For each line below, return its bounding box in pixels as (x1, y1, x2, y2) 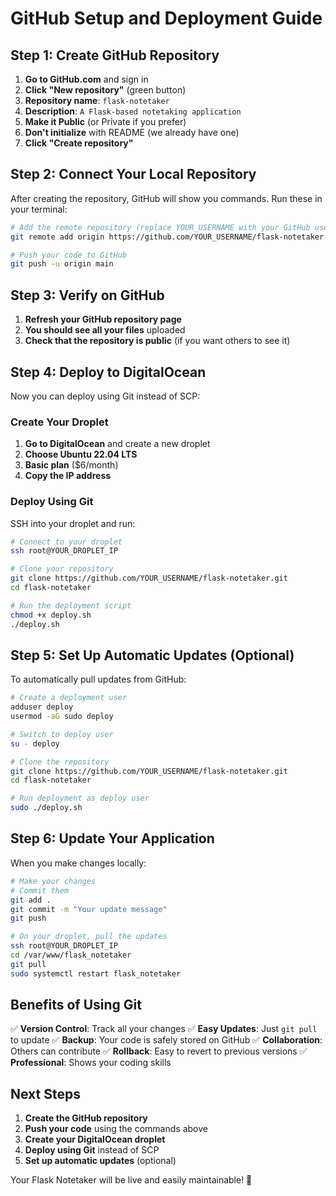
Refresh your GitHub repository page (24, 313, 182, 326)
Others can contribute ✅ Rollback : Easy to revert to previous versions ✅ (10, 1045, 308, 1057)
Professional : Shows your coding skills (10, 1057, 172, 1069)
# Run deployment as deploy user (10, 793, 150, 804)
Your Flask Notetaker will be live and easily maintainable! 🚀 (10, 1174, 253, 1186)
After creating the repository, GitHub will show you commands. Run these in (10, 192, 323, 204)
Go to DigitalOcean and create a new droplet (24, 438, 211, 450)
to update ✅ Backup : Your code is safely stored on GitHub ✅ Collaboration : (10, 1034, 323, 1046)
